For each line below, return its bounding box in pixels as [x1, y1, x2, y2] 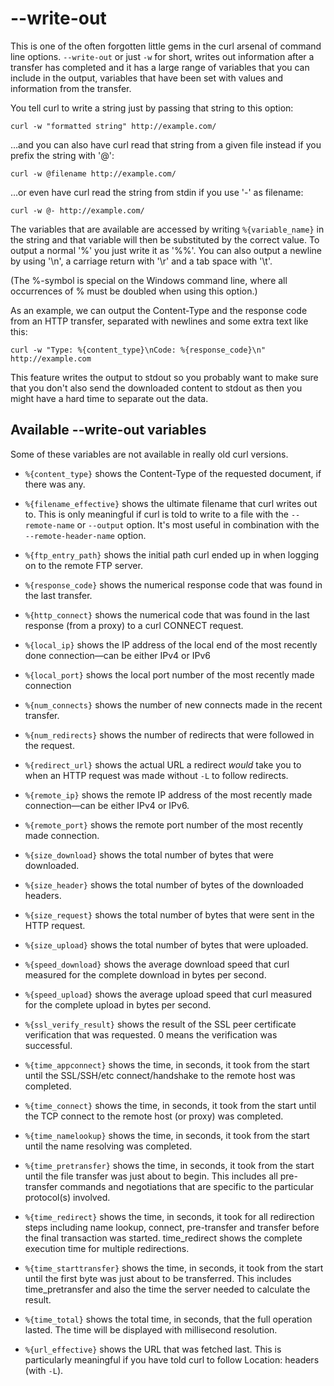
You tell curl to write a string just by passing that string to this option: [10, 102, 294, 114]
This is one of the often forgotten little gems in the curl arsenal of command [10, 40, 322, 52]
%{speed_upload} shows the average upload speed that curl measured [24, 988, 313, 1000]
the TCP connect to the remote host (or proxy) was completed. [24, 1110, 284, 1122]
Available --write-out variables [10, 422, 207, 439]
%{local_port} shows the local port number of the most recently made [24, 668, 315, 681]
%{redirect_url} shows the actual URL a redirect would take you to [24, 758, 302, 771]
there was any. [24, 478, 86, 490]
